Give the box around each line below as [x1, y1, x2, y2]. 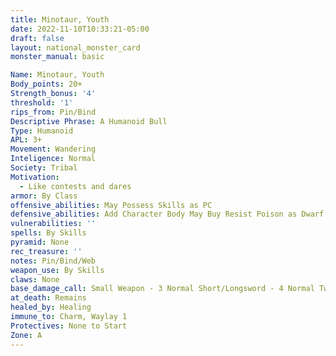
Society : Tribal [10, 163, 78, 173]
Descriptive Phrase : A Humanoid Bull [10, 116, 168, 126]
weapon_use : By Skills [10, 265, 105, 275]
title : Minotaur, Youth [10, 14, 110, 25]
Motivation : [10, 172, 60, 182]
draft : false [10, 33, 65, 43]
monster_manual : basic [10, 52, 105, 62]
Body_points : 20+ [10, 79, 83, 90]
